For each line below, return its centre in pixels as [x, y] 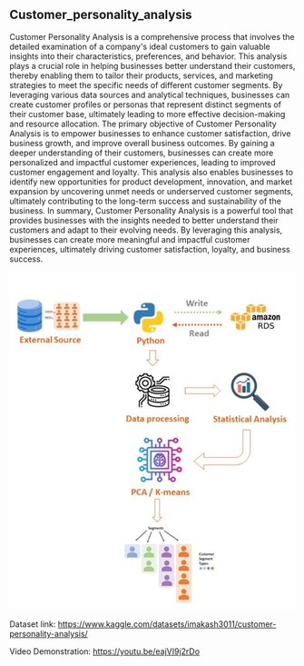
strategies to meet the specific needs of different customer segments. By [146, 84]
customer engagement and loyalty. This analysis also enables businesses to [151, 172]
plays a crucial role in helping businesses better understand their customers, [152, 65]
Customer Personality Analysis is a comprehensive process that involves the [152, 36]
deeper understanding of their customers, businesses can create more [142, 153]
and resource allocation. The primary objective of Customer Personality [143, 124]
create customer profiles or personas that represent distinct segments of [146, 104]
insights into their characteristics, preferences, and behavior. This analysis [148, 56]
